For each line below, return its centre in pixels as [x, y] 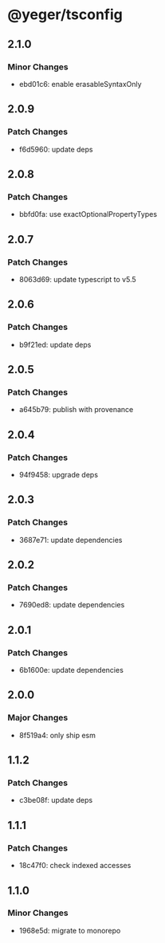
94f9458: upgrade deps [59, 475]
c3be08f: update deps [56, 800]
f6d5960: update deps [56, 149]
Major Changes [38, 717]
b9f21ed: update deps [55, 344]
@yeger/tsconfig [65, 15]
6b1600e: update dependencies [71, 670]
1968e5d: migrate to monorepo [70, 930]
